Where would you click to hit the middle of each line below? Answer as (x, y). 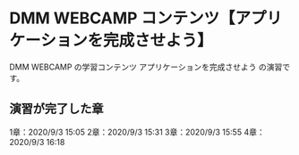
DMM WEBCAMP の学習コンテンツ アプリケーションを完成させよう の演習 (146, 67)
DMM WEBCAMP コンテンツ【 (122, 18)
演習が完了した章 (56, 109)
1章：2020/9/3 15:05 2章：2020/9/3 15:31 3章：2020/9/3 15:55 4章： (137, 132)
